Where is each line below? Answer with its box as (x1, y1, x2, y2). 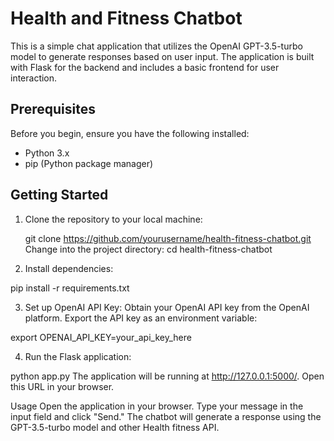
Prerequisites (10, 101, 96, 118)
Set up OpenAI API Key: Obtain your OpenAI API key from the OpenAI (24, 301, 310, 313)
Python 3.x (24, 147, 70, 159)
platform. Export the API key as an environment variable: (24, 312, 258, 324)
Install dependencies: (24, 262, 114, 274)
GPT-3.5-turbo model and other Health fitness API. (10, 421, 220, 433)
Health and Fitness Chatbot (10, 7, 243, 30)
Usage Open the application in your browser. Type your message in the (10, 400, 304, 412)
